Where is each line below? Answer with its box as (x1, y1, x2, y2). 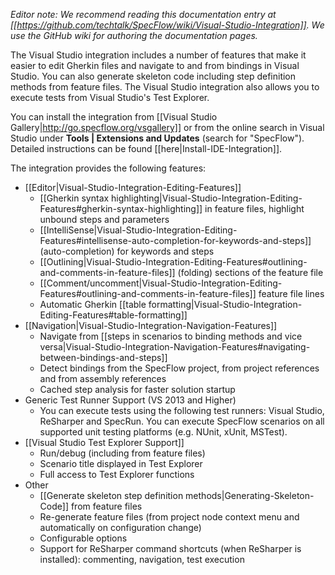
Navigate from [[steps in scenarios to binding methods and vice (39, 330, 303, 342)
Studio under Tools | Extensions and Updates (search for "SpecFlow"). (10, 132, 305, 144)
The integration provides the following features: (10, 162, 207, 174)
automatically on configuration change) (39, 522, 202, 533)
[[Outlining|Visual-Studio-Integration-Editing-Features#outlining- (39, 256, 308, 268)
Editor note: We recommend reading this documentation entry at (10, 9, 277, 20)
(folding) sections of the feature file (177, 267, 324, 278)
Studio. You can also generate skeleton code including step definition (10, 70, 297, 82)
